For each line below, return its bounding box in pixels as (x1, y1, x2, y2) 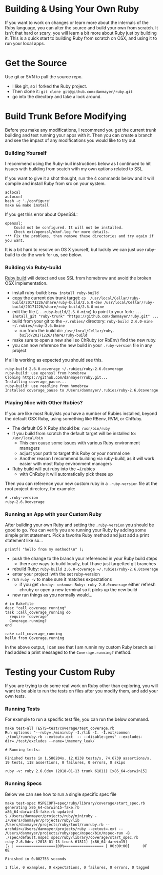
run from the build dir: (19, 328, 63, 334)
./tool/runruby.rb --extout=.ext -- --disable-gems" (5, 735, 117, 739)
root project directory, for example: (5, 485, 76, 491)
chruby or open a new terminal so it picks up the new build (19, 587, 138, 593)
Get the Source (5, 58, 67, 69)
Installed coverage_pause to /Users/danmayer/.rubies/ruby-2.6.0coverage (5, 388, 159, 393)
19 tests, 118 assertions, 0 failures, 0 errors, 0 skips (5, 760, 125, 765)
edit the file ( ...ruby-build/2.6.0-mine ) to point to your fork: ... (12, 309, 142, 315)
